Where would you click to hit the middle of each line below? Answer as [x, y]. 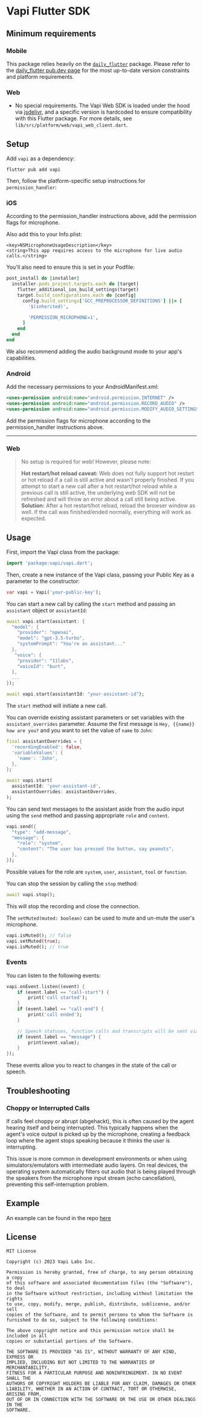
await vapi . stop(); [31, 894]
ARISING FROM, [24, 1394]
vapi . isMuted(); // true [37, 947]
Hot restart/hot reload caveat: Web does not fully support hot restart [108, 473]
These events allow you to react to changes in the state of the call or [92, 1065]
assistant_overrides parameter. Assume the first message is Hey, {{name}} [101, 724]
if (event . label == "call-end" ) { [60, 1009]
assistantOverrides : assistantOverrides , [65, 792]
